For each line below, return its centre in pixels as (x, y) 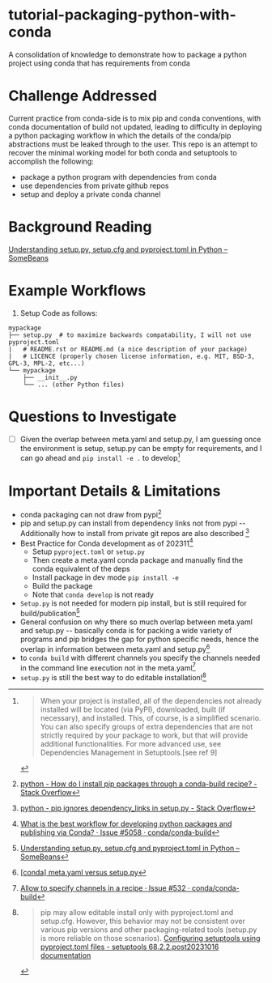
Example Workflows (77, 291)
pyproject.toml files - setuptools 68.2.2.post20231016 (130, 947)
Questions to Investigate (92, 417)
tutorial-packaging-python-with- (122, 15)
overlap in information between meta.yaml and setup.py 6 (115, 648)
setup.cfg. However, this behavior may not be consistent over (142, 921)
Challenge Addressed (83, 96)
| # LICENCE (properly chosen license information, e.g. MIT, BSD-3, (132, 356)
